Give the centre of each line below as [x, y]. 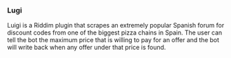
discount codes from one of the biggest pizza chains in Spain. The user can [115, 32]
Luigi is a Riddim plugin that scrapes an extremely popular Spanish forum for [116, 26]
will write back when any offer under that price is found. [87, 48]
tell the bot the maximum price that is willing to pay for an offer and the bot [113, 40]
